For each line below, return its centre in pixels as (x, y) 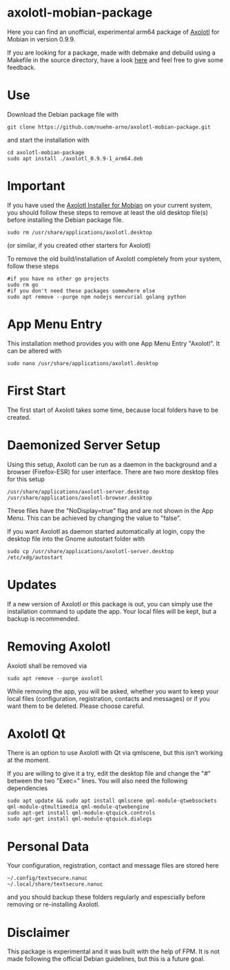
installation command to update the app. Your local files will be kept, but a (112, 611)
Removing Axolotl (59, 646)
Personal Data (48, 847)
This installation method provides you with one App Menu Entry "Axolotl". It (114, 343)
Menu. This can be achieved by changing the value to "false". (94, 518)
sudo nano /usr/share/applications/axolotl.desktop (83, 363)
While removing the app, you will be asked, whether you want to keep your (113, 691)
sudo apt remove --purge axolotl (55, 678)
